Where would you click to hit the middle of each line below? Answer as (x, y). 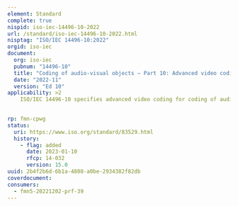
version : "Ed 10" (39, 86)
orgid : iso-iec (30, 47)
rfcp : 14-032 (45, 159)
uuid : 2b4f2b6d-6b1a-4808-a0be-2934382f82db (74, 171)
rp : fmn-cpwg (27, 119)
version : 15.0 (47, 165)
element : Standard (34, 14)
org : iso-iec (33, 60)
